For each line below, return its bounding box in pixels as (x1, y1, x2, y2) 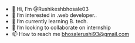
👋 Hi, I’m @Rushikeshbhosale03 (11, 6, 89, 12)
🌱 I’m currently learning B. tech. (11, 18, 88, 24)
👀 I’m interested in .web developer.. (11, 12, 97, 19)
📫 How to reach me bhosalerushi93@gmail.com (11, 31, 130, 37)
